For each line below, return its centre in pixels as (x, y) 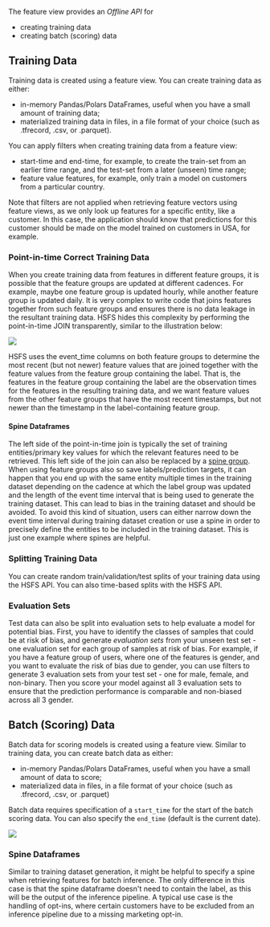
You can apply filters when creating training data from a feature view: (123, 145)
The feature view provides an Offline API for (81, 12)
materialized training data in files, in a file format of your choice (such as (139, 121)
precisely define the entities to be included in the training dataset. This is (129, 529)
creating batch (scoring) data (68, 36)
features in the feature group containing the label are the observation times (133, 382)
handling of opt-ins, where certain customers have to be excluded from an (131, 906)
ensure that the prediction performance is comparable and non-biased (125, 691)
